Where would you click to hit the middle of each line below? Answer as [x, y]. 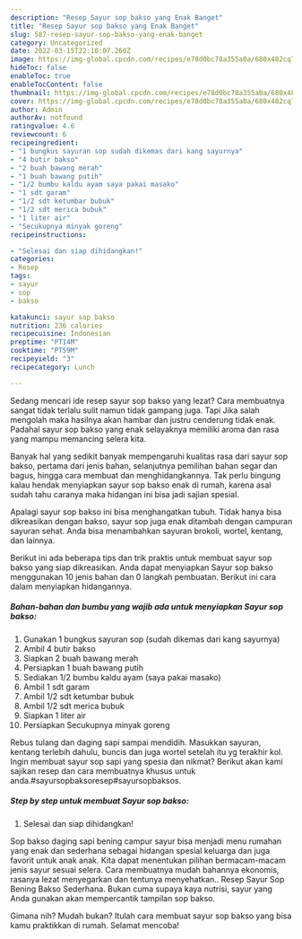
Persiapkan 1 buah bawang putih [83, 667]
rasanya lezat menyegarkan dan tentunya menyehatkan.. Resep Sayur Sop [147, 879]
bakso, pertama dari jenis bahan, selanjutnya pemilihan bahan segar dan [144, 465]
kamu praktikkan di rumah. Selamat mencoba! [95, 925]
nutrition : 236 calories [56, 325]
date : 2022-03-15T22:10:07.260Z [70, 51]
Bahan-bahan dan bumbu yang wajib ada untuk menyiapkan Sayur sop [147, 607]
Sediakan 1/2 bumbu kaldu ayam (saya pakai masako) [122, 677]
